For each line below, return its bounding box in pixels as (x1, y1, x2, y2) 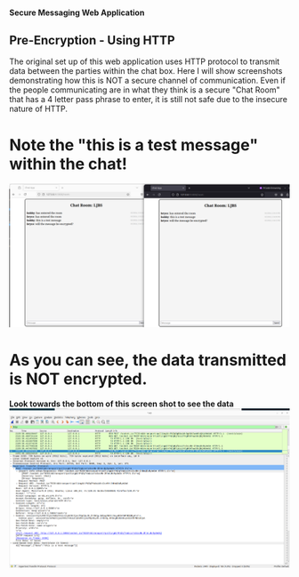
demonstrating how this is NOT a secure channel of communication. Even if (9, 76, 287, 86)
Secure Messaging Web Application (9, 7, 145, 18)
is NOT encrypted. (9, 369, 148, 389)
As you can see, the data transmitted (9, 350, 287, 371)
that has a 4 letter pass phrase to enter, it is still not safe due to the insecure (9, 94, 287, 105)
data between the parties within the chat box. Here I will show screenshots (9, 66, 283, 76)
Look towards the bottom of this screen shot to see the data (9, 398, 234, 409)
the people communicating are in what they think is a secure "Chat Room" (9, 84, 280, 95)
